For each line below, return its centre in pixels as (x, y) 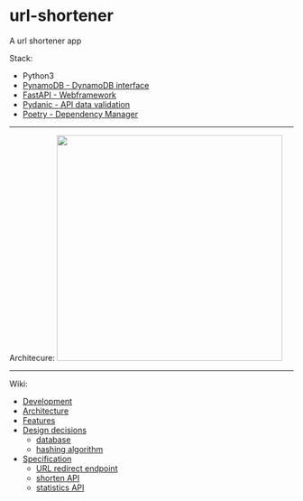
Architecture (46, 411)
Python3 (38, 75)
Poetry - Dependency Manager (80, 114)
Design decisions (55, 430)
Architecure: (32, 357)
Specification (47, 459)
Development (47, 401)
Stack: (21, 58)
